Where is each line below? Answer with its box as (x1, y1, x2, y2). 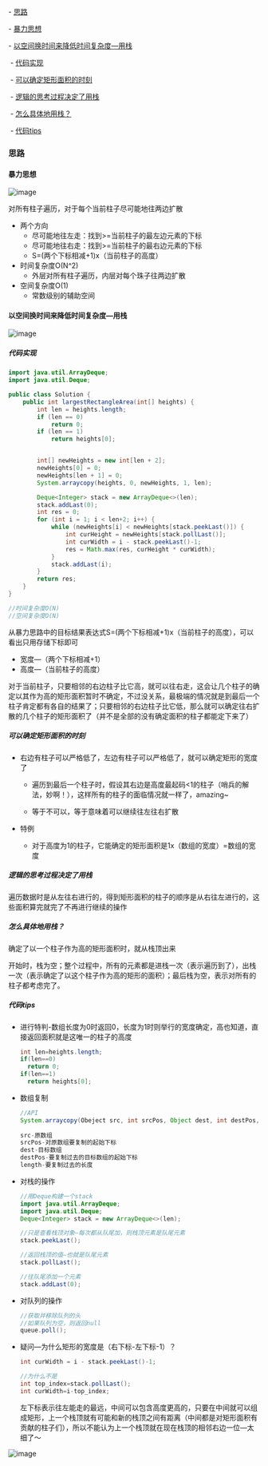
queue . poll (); (19, 1326, 67, 1335)
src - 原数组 (19, 1131, 53, 1139)
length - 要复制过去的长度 (19, 1161, 93, 1169)
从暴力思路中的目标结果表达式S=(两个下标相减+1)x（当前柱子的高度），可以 (8, 627, 254, 637)
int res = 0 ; (37, 508, 81, 516)
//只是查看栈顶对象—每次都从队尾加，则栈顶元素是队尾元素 (19, 1229, 186, 1237)
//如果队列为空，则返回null (19, 1319, 101, 1327)
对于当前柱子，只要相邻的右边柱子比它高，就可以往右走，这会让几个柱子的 (8, 681, 253, 691)
